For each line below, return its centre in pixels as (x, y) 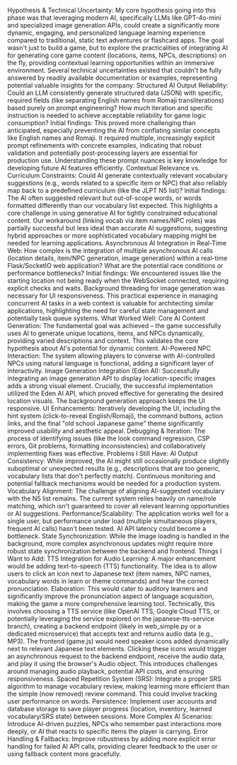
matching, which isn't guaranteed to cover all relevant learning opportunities (118, 506)
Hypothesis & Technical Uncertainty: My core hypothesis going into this (112, 10)
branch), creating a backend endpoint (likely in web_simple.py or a (104, 626)
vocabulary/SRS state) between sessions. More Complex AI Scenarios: (110, 716)
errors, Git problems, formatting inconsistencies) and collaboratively (107, 446)
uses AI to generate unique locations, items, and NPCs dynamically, (106, 333)
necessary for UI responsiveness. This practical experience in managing (112, 296)
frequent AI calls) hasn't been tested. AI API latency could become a (107, 529)
